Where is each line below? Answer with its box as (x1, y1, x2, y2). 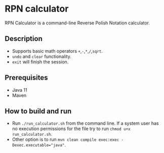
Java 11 (12, 87, 27, 93)
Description (5, 34, 43, 43)
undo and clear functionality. (12, 53, 71, 59)
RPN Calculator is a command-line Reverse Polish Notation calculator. (5, 20, 150, 26)
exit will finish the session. (12, 59, 69, 65)
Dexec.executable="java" (12, 143, 65, 148)
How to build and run (5, 107, 72, 116)
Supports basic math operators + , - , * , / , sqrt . (12, 48, 103, 54)
